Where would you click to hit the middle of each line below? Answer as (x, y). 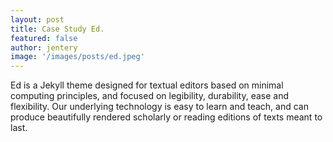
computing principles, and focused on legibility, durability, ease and (150, 96)
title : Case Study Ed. (57, 29)
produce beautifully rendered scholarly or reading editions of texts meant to (166, 117)
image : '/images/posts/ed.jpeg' (77, 57)
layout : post (37, 19)
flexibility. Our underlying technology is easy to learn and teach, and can (159, 107)
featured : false (44, 38)
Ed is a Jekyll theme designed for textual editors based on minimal (147, 85)
